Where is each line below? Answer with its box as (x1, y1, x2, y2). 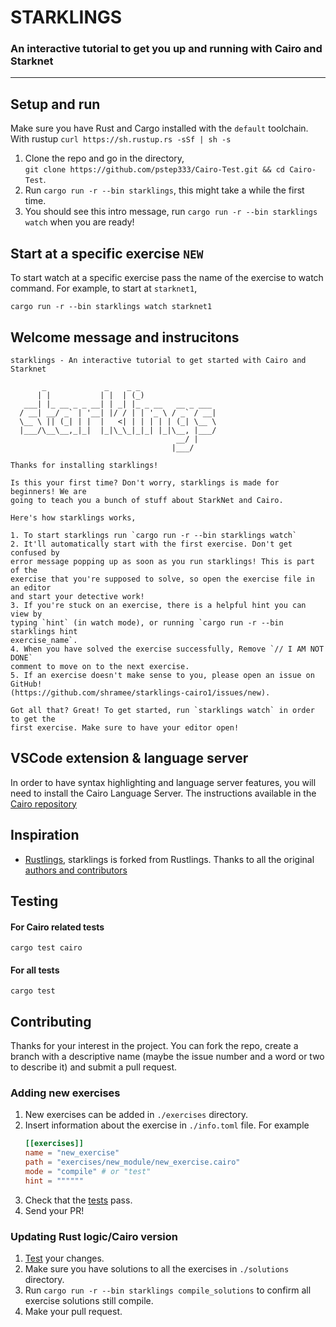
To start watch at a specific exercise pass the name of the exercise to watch (10, 272, 324, 284)
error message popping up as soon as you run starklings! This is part (10, 556, 315, 566)
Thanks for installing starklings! (10, 460, 159, 470)
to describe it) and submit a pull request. (10, 1061, 178, 1073)
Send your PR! (24, 1204, 85, 1216)
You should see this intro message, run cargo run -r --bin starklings (24, 206, 318, 218)
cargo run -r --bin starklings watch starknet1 (10, 302, 213, 312)
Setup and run (10, 96, 101, 113)
